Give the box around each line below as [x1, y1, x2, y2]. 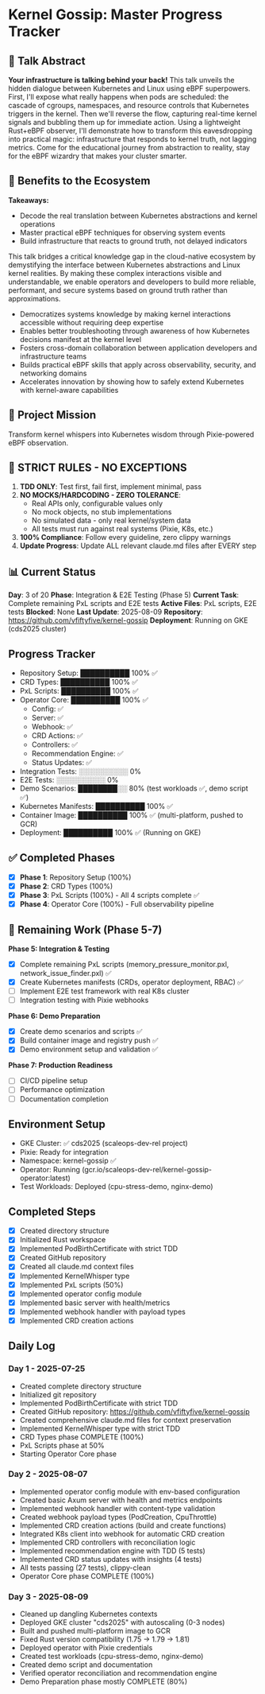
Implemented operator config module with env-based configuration [19, 1486, 240, 1496]
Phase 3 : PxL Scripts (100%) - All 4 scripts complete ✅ [19, 891, 200, 899]
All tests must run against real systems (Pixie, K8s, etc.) [31, 524, 213, 534]
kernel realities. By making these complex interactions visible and [8, 268, 222, 278]
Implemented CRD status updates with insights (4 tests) [19, 1554, 202, 1564]
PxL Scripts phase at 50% [19, 1440, 105, 1450]
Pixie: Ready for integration [19, 1148, 109, 1157]
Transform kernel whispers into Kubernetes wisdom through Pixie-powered [8, 429, 255, 439]
